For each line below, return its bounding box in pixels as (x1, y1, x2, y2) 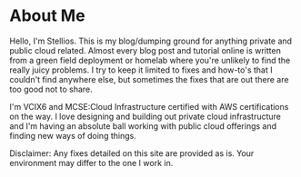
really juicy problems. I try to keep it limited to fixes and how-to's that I (9, 64, 273, 75)
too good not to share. (9, 84, 93, 94)
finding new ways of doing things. (9, 130, 136, 141)
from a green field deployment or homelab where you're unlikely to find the (9, 54, 291, 65)
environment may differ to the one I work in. (9, 157, 174, 168)
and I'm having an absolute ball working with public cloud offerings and (9, 120, 277, 132)
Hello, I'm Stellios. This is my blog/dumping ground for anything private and (9, 35, 293, 46)
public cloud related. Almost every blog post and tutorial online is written (9, 44, 282, 55)
